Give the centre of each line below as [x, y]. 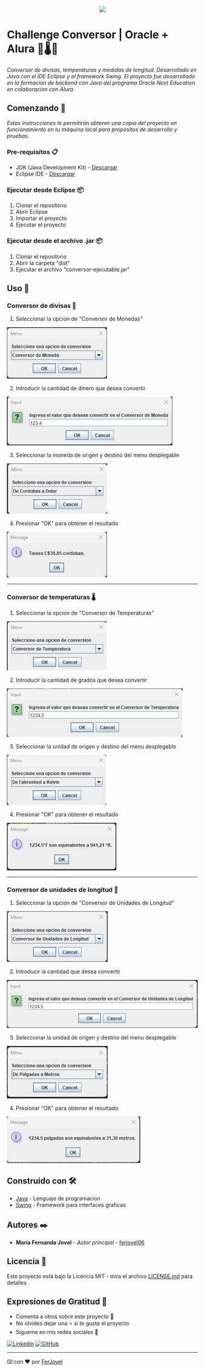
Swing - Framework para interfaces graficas [71, 1205]
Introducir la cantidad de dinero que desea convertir [81, 389]
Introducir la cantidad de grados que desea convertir [81, 680]
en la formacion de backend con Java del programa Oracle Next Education [101, 83]
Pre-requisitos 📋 [32, 152]
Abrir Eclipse [31, 212]
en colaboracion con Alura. [41, 89]
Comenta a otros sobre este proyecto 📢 [65, 1316]
